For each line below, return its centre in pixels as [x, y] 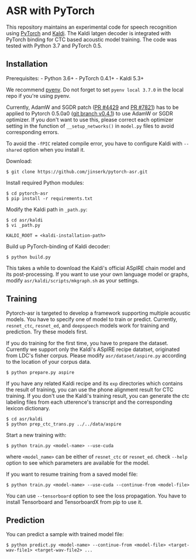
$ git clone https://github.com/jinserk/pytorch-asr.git [77, 172]
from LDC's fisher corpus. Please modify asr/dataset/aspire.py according [96, 355]
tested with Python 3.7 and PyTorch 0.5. [54, 46]
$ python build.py [28, 257]
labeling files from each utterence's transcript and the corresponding [89, 402]
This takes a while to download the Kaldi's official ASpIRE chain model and [96, 268]
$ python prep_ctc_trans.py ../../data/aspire [64, 424]
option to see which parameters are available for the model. [78, 463]
